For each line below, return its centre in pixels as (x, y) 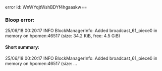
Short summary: (22, 47)
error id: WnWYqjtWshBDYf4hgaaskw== (46, 7)
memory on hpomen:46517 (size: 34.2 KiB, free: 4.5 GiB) (63, 36)
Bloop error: (20, 20)
